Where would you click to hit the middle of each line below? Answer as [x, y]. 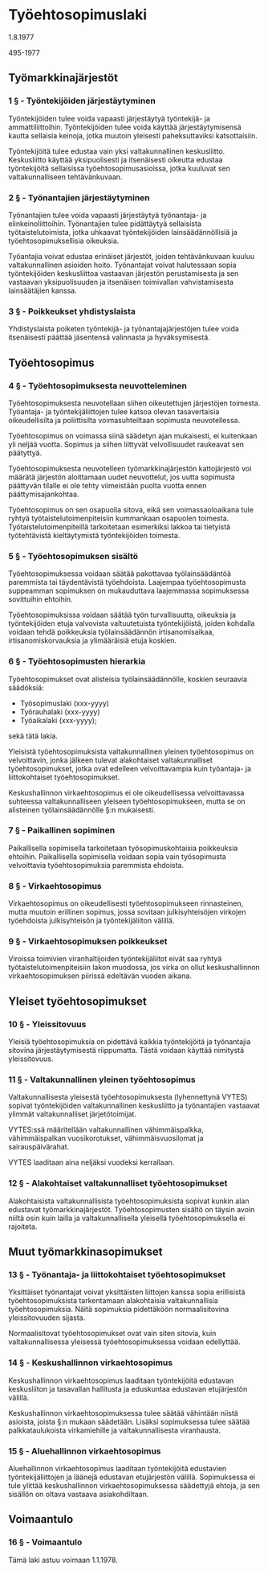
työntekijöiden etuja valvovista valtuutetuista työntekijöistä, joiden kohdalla [132, 623]
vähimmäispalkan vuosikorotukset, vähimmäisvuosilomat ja [106, 1138]
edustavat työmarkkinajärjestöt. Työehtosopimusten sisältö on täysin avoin [132, 1209]
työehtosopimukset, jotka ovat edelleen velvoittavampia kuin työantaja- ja [130, 768]
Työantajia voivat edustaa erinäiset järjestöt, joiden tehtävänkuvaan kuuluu [132, 256]
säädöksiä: [26, 687]
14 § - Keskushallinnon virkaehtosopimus [91, 1363]
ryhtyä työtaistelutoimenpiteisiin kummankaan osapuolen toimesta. [119, 518]
